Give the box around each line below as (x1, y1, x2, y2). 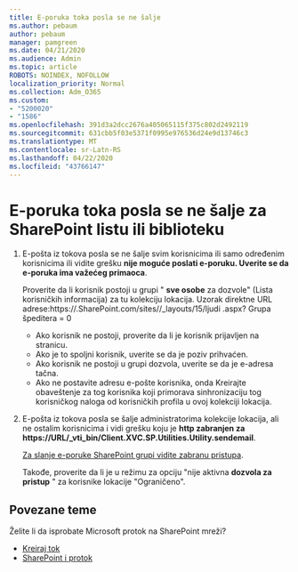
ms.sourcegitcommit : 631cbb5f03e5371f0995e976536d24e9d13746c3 (9, 129, 249, 138)
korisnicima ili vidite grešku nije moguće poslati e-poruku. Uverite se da (21, 258, 289, 269)
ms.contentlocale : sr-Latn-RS (9, 145, 122, 154)
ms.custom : (9, 95, 50, 105)
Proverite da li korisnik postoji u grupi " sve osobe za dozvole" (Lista (21, 285, 273, 295)
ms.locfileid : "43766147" (9, 162, 105, 171)
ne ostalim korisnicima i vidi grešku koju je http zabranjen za (21, 423, 246, 434)
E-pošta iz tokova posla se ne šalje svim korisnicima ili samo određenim (21, 248, 285, 259)
